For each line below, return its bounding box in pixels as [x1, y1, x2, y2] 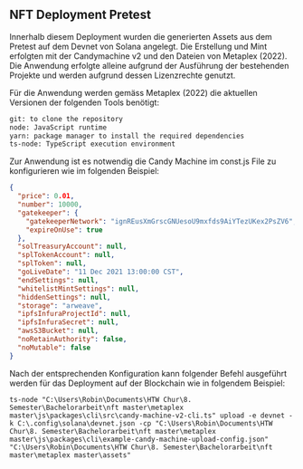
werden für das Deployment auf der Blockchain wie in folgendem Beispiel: [9, 378, 286, 388]
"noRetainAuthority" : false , [17, 335, 128, 344]
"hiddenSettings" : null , [17, 292, 111, 301]
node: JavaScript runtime [9, 122, 107, 132]
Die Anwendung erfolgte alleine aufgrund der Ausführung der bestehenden [9, 60, 289, 71]
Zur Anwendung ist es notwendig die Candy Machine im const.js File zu [9, 156, 277, 167]
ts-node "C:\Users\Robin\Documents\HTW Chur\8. [9, 395, 193, 404]
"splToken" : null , [17, 259, 88, 268]
